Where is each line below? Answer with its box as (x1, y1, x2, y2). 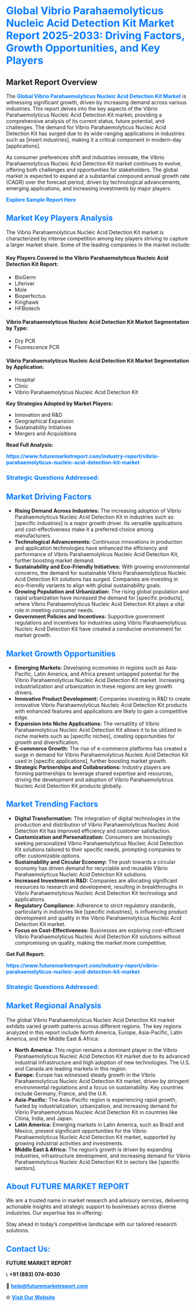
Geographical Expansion (14, 417, 74, 425)
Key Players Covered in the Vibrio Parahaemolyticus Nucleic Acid (6, 255, 169, 262)
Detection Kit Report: (6, 260, 59, 268)
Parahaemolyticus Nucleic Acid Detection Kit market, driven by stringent (14, 1077, 189, 1084)
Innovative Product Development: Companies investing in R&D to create (14, 695, 191, 702)
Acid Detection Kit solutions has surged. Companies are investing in (14, 575, 178, 583)
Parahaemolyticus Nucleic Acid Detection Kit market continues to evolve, (6, 160, 183, 167)
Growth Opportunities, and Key (6, 42, 160, 55)
